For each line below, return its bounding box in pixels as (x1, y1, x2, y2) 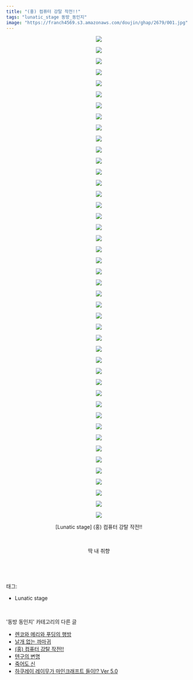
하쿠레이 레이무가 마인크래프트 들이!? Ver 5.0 (14, 668, 118, 675)
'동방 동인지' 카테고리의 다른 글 (6, 618, 77, 626)
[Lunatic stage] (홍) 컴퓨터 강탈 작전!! (55, 524, 142, 531)
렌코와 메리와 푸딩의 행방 (14, 631, 72, 638)
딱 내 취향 (88, 547, 110, 555)
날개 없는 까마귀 (14, 638, 51, 645)
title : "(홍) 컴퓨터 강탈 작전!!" (6, 8, 81, 15)
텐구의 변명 (14, 653, 41, 660)
